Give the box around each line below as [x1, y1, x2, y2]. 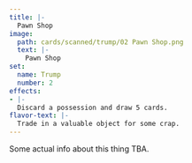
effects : [9, 86, 42, 95]
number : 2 [17, 78, 53, 87]
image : [9, 29, 34, 38]
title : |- [9, 12, 46, 22]
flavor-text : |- [9, 111, 69, 120]
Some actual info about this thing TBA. [9, 144, 150, 154]
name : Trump [17, 70, 62, 79]
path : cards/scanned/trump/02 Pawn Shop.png [17, 37, 184, 47]
